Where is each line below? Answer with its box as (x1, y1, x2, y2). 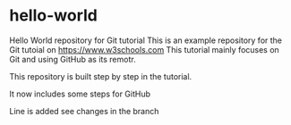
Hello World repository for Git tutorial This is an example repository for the (9, 35, 283, 46)
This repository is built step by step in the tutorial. (9, 71, 193, 81)
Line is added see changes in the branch (9, 105, 159, 116)
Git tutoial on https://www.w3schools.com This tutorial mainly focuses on (9, 44, 279, 54)
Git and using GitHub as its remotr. (9, 54, 136, 64)
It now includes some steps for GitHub (9, 88, 150, 99)
